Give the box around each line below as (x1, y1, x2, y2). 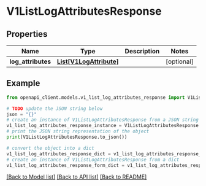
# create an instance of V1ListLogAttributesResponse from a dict (6, 157, 180, 163)
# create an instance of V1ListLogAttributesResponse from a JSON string (6, 117, 199, 123)
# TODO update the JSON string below (6, 106, 103, 112)
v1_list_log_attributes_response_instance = (6, 123, 122, 129)
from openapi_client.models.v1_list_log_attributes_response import (6, 94, 185, 101)
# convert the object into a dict (6, 145, 95, 151)
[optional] (165, 57, 194, 66)
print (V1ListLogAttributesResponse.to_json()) (6, 134, 128, 141)
